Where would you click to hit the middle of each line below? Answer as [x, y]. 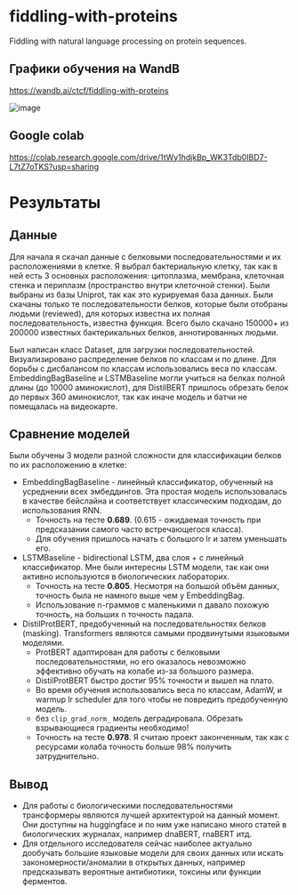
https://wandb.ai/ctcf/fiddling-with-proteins [89, 90]
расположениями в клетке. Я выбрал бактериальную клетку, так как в [144, 266]
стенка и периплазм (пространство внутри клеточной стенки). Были [140, 285]
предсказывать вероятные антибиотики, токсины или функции [141, 872]
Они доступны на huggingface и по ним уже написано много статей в [154, 825]
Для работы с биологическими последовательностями [127, 806]
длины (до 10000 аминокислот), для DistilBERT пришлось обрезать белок [149, 387]
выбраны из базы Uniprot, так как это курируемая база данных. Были [141, 294]
